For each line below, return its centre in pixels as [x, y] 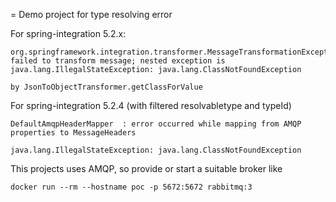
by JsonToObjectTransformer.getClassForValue [106, 87]
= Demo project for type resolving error [91, 14]
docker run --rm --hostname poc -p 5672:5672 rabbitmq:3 [131, 187]
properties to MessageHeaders [73, 133]
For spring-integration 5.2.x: [68, 33]
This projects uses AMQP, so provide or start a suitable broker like [146, 168]
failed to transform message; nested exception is [118, 61]
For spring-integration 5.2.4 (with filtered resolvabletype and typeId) [151, 105]
